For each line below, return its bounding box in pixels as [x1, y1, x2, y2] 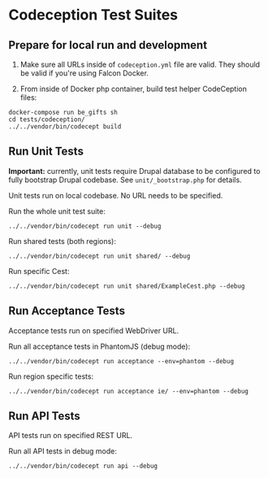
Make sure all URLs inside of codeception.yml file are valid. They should [19, 59, 261, 69]
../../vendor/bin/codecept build [8, 123, 122, 131]
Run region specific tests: [8, 372, 94, 381]
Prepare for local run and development [8, 38, 208, 52]
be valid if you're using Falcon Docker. [19, 68, 149, 78]
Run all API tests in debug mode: [8, 446, 118, 456]
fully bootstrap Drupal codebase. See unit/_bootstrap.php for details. [8, 175, 242, 185]
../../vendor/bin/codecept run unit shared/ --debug [8, 252, 191, 260]
